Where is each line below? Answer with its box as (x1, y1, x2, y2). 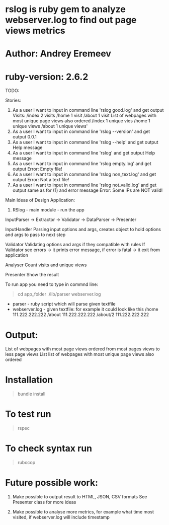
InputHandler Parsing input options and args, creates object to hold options (5, 227, 161, 233)
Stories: (5, 97, 22, 104)
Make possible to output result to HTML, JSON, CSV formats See (12, 494, 147, 499)
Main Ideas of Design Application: (5, 197, 75, 203)
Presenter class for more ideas (12, 499, 76, 505)
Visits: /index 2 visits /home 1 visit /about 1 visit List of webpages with (12, 112, 157, 119)
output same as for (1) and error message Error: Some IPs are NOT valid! (12, 187, 163, 193)
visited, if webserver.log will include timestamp (12, 514, 110, 520)
